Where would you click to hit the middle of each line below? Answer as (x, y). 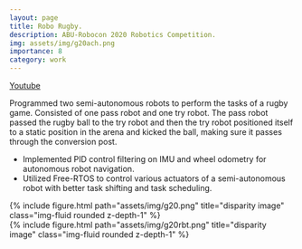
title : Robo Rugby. (46, 26)
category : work (38, 60)
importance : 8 (36, 52)
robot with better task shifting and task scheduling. (117, 188)
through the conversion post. (63, 142)
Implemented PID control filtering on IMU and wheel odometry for (144, 159)
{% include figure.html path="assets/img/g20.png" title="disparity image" (147, 206)
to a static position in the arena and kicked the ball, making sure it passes (146, 132)
